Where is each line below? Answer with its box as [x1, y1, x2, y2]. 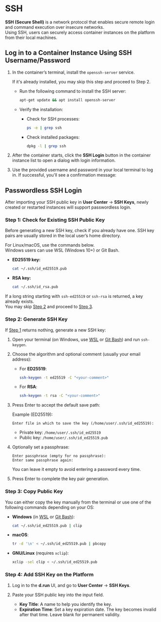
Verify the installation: [19, 106, 63, 112]
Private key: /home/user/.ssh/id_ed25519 [19, 429, 101, 435]
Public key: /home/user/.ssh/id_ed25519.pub [19, 435, 108, 441]
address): [12, 356, 32, 362]
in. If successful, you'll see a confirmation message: [12, 172, 117, 178]
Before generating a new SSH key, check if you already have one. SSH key [5, 228, 155, 233]
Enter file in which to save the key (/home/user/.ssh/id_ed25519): [12, 421, 154, 426]
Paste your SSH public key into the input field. [12, 592, 104, 598]
